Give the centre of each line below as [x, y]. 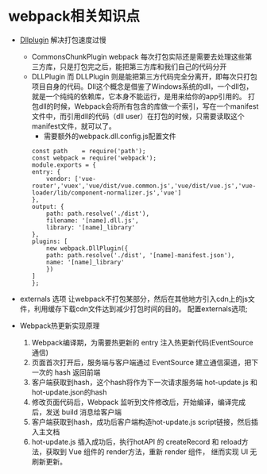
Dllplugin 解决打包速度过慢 [63, 40]
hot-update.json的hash [69, 392]
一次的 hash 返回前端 [66, 372]
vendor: [59, 179]
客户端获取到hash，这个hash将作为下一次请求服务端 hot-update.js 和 [145, 382]
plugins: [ [50, 241]
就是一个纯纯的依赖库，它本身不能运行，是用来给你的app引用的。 [139, 96]
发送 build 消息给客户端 [83, 412]
